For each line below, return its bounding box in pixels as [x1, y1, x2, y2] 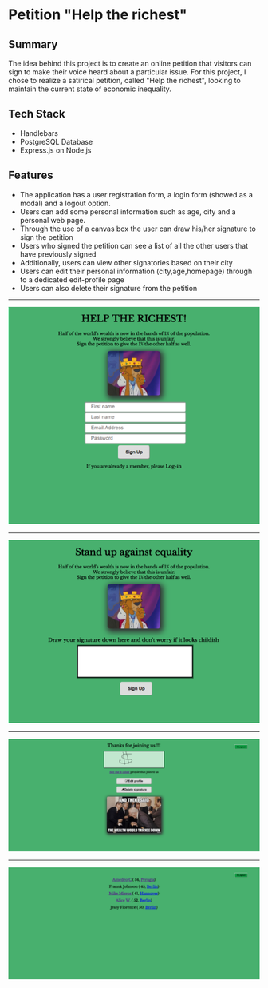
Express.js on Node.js [19, 145, 92, 155]
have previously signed [19, 249, 97, 259]
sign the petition [19, 232, 73, 241]
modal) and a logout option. [19, 198, 111, 208]
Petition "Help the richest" [8, 6, 187, 24]
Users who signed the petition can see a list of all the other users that [19, 241, 249, 250]
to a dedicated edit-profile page [19, 274, 125, 285]
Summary [8, 38, 58, 51]
